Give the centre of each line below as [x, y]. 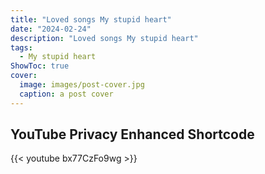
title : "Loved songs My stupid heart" [91, 19]
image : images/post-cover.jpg [82, 85]
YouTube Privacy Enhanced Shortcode [132, 134]
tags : [21, 47]
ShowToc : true [40, 66]
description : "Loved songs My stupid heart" [104, 38]
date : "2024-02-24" [51, 29]
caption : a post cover [66, 94]
